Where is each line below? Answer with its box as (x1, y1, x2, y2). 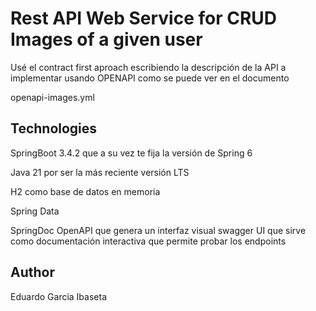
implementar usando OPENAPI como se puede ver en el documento (10, 72, 290, 84)
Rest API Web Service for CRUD (10, 7, 278, 30)
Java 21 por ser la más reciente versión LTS (10, 166, 190, 178)
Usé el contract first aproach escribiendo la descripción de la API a (10, 61, 287, 73)
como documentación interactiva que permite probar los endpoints (10, 235, 287, 247)
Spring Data (10, 205, 60, 217)
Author (10, 264, 55, 281)
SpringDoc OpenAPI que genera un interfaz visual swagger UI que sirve (10, 224, 307, 236)
